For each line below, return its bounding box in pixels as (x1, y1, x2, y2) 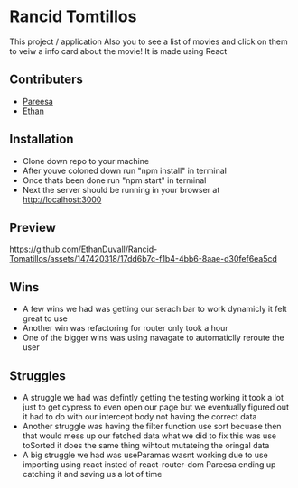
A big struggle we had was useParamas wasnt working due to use (22, 449, 268, 460)
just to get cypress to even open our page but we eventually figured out (22, 401, 289, 412)
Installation (9, 132, 74, 147)
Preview (9, 219, 57, 235)
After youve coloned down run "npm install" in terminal (22, 165, 228, 176)
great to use (22, 313, 68, 324)
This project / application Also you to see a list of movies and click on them (9, 36, 288, 47)
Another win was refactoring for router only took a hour (22, 323, 228, 334)
